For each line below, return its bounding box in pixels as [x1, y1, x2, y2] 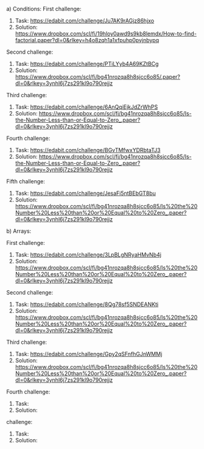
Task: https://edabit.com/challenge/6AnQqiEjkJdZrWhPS [15, 103, 158, 111]
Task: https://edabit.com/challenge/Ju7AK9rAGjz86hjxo [15, 17, 155, 24]
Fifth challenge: [6, 178, 46, 185]
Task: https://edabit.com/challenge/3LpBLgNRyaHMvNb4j [15, 251, 161, 258]
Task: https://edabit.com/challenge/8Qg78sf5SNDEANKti [15, 301, 159, 308]
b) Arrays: [6, 227, 32, 235]
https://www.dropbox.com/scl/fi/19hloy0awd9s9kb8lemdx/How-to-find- [15, 30, 197, 37]
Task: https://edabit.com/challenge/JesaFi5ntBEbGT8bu [15, 189, 157, 197]
